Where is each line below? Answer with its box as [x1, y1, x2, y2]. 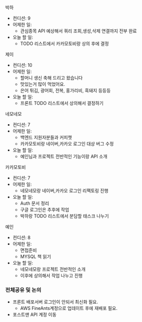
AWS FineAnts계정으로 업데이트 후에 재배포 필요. [20, 305, 118, 311]
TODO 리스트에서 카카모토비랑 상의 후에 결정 [20, 41, 109, 47]
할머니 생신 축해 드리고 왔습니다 [20, 75, 83, 81]
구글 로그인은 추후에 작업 [20, 207, 69, 212]
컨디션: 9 [12, 15, 31, 21]
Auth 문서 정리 [20, 200, 49, 206]
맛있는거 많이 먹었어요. [20, 81, 65, 87]
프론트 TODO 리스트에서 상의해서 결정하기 [20, 100, 104, 106]
